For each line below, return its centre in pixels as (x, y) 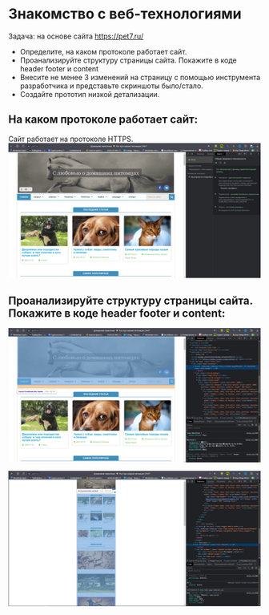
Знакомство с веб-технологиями (125, 14)
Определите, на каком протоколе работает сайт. (103, 51)
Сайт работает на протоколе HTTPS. (71, 139)
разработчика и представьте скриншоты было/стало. (112, 86)
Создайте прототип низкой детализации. (90, 94)
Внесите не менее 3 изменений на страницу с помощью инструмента (140, 77)
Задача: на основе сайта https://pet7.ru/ (76, 36)
